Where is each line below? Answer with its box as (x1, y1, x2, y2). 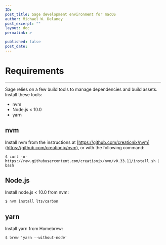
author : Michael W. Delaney (5, 16, 63, 21)
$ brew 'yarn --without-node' (5, 235, 68, 241)
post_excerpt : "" (5, 21, 41, 26)
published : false (5, 39, 41, 45)
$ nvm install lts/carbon (5, 199, 58, 204)
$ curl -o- (5, 154, 28, 159)
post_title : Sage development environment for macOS (5, 12, 116, 17)
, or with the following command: (78, 144, 145, 150)
